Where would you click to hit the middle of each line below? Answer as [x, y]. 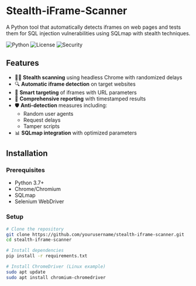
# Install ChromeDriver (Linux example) [56, 267]
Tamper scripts [42, 126]
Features [23, 63]
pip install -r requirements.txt [47, 256]
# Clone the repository [35, 229]
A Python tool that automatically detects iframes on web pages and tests [94, 27]
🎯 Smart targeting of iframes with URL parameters [75, 92]
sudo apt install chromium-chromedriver [56, 277]
